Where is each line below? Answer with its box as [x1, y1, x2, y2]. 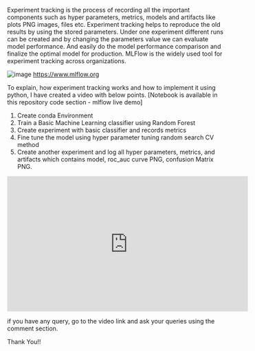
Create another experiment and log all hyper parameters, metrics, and [16, 148, 215, 156]
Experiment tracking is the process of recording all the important [7, 6, 190, 14]
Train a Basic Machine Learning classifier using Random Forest [16, 119, 196, 126]
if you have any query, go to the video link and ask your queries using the [7, 317, 215, 325]
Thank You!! [7, 338, 41, 346]
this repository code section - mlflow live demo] [7, 98, 143, 106]
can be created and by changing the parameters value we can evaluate [7, 35, 209, 43]
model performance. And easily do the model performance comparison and [7, 43, 221, 50]
